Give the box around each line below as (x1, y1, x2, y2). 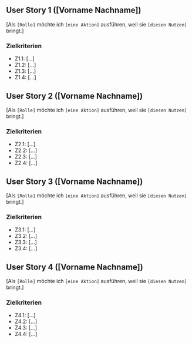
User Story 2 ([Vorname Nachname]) (6, 91, 143, 101)
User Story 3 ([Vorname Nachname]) (6, 176, 143, 186)
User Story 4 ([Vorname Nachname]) (6, 262, 143, 272)
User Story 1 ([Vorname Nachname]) (6, 5, 142, 15)
